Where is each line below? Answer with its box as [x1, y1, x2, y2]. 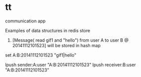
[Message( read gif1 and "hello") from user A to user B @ [12, 37, 129, 43]
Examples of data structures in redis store [5, 27, 91, 33]
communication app [5, 18, 46, 24]
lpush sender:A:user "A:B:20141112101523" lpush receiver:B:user [5, 62, 136, 68]
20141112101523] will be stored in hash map [12, 42, 101, 48]
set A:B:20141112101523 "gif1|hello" [5, 52, 77, 58]
